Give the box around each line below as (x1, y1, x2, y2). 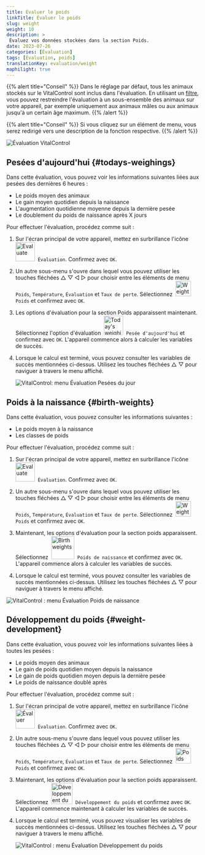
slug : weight (6, 20, 40, 26)
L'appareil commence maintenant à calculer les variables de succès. (15, 805, 188, 812)
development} (6, 624, 63, 634)
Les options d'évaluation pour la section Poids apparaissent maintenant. (15, 309, 198, 316)
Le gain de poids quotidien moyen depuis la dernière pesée (15, 672, 166, 679)
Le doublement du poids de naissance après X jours (15, 211, 147, 219)
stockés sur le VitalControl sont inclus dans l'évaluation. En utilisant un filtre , (6, 90, 199, 97)
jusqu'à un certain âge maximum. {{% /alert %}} (6, 109, 128, 117)
